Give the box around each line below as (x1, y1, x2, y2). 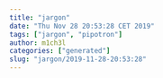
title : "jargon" (9, 13, 70, 22)
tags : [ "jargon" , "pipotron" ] (9, 30, 123, 39)
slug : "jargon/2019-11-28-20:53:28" (9, 55, 147, 64)
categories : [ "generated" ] (9, 47, 111, 56)
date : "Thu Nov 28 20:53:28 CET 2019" (9, 22, 155, 30)
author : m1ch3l (9, 38, 67, 48)
